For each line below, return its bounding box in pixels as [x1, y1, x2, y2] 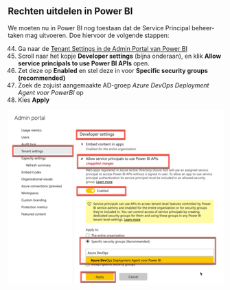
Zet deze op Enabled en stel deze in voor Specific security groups [17, 66, 208, 74]
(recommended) [17, 74, 66, 82]
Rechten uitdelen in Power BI [8, 6, 133, 17]
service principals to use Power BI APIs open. [17, 59, 150, 68]
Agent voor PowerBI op [17, 88, 84, 96]
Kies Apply [17, 96, 50, 104]
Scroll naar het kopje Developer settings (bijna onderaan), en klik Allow [17, 52, 222, 60]
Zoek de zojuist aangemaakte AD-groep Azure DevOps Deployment [17, 81, 209, 89]
